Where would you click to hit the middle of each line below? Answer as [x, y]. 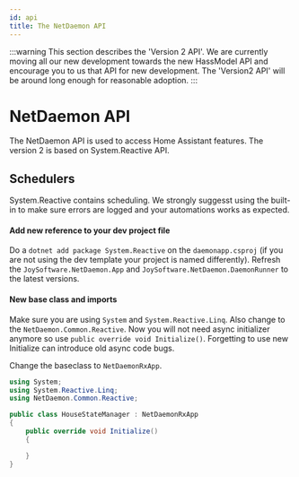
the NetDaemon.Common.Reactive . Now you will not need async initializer [140, 329]
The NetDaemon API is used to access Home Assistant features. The [136, 141]
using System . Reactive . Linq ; [64, 390]
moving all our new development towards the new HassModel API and [139, 61]
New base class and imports [63, 299]
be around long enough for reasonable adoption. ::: [104, 80]
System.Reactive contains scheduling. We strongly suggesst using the [139, 200]
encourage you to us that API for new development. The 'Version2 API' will [147, 70]
